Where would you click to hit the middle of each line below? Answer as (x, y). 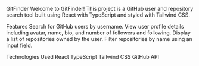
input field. (19, 45)
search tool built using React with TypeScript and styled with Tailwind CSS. (98, 15)
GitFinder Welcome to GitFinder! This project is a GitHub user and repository (100, 9)
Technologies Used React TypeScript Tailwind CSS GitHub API (83, 57)
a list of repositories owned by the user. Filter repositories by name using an (99, 39)
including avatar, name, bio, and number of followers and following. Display (98, 33)
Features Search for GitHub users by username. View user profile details (95, 26)
